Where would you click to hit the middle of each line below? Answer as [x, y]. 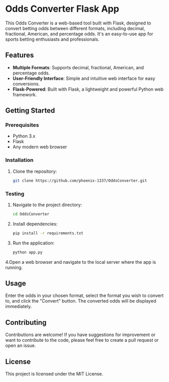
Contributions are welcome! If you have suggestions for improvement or [80, 335]
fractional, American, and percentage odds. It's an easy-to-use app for [79, 34]
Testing [15, 194]
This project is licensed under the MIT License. [54, 374]
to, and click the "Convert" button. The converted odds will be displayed [81, 301]
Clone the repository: [35, 171]
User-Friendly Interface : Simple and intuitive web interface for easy [84, 78]
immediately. [19, 307]
